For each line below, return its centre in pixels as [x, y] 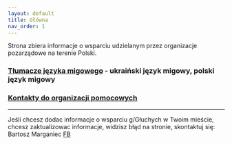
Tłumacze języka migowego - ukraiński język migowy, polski [111, 71]
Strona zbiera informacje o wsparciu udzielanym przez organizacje [103, 46]
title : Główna [28, 20]
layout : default [31, 13]
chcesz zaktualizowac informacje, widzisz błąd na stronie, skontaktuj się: [112, 126]
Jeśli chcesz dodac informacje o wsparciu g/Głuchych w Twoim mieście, [111, 119]
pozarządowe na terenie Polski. [52, 53]
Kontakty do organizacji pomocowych [73, 98]
